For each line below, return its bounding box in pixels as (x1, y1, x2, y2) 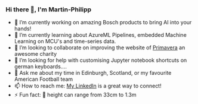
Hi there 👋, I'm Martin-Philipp (5, 5, 92, 14)
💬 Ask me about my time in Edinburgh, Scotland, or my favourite (14, 70, 172, 77)
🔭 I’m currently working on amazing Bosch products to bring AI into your (14, 19, 192, 26)
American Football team (14, 75, 73, 83)
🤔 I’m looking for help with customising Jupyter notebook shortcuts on (14, 56, 187, 64)
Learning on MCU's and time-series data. (14, 38, 116, 45)
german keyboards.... (14, 63, 67, 70)
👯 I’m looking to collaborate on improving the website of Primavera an (14, 44, 185, 51)
